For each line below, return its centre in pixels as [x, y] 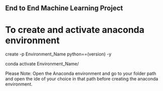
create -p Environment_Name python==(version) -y [58, 54]
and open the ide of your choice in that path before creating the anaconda [82, 79]
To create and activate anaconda [75, 30]
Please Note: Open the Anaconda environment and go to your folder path [81, 73]
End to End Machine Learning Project [64, 8]
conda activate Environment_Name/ [42, 64]
